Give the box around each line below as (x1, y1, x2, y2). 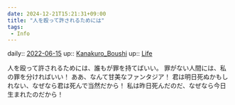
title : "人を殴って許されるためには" (7, 17, 105, 24)
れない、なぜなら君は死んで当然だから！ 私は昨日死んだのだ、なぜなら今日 (7, 82, 226, 90)
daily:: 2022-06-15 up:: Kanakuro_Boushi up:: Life (7, 49, 153, 58)
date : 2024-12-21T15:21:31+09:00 (7, 10, 106, 18)
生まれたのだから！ (7, 90, 64, 99)
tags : (7, 23, 23, 30)
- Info (10, 30, 31, 37)
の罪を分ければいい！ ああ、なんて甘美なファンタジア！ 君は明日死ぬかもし (7, 73, 229, 81)
